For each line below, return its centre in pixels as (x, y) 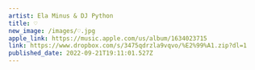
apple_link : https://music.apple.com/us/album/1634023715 (108, 38)
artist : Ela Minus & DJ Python (61, 16)
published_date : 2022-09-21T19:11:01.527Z (81, 53)
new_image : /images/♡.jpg (52, 31)
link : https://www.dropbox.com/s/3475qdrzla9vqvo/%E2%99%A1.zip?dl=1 (128, 46)
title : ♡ (23, 23)
